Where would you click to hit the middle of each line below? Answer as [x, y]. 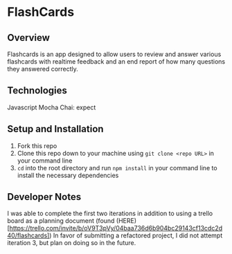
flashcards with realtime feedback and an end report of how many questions [116, 62]
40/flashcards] [28, 235]
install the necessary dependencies [68, 175]
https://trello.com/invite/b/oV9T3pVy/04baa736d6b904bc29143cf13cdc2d [116, 228]
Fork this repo [37, 145]
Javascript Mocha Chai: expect [52, 107]
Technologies [37, 91]
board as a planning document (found [61, 221]
